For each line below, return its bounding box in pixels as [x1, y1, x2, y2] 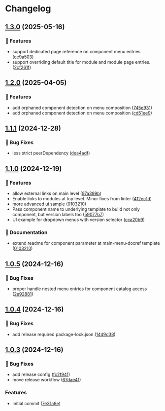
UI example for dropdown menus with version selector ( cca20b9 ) [12, 217, 145, 223]
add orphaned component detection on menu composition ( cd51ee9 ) [12, 110, 153, 116]
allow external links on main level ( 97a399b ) [12, 190, 102, 196]
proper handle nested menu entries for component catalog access [12, 286, 147, 292]
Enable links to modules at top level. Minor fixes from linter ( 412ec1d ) [12, 195, 152, 201]
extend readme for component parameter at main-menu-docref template [12, 240, 160, 246]
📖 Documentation [5, 229, 48, 236]
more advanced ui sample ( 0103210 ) [12, 201, 87, 207]
